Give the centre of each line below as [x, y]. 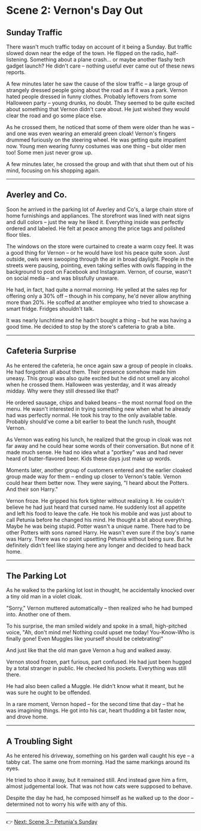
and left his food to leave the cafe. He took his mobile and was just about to [99, 513]
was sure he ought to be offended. [49, 693]
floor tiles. [19, 234]
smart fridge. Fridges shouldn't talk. [50, 308]
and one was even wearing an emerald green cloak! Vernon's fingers [91, 133]
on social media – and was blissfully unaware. [63, 278]
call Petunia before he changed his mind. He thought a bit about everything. [100, 520]
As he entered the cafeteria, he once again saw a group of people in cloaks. [100, 365]
